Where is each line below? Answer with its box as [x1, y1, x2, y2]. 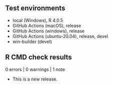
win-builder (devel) [12, 38, 52, 44]
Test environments [5, 4, 65, 12]
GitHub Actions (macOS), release [12, 22, 81, 28]
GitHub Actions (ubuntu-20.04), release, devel [12, 33, 108, 39]
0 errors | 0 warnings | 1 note [5, 66, 65, 72]
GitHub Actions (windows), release [12, 27, 85, 34]
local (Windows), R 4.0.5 [12, 17, 63, 23]
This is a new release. [12, 76, 58, 82]
